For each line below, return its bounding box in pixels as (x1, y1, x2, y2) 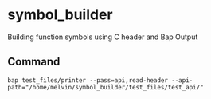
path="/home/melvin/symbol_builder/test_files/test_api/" (7, 83, 204, 91)
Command (7, 55, 61, 69)
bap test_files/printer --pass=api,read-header (7, 76, 169, 85)
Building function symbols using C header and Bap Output (7, 32, 198, 42)
